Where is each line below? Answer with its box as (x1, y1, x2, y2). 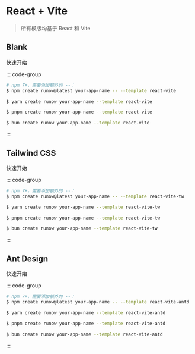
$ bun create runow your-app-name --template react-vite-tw (6, 225, 158, 231)
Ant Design (6, 253, 49, 264)
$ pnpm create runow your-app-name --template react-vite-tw (6, 215, 161, 221)
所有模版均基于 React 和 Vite (20, 24, 91, 32)
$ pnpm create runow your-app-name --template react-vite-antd (6, 320, 166, 327)
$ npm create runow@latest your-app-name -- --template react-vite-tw (6, 193, 184, 199)
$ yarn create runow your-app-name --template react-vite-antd (6, 309, 166, 316)
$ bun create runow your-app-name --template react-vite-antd (6, 331, 163, 337)
